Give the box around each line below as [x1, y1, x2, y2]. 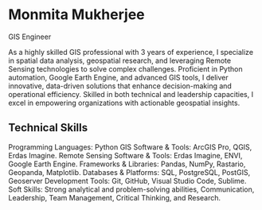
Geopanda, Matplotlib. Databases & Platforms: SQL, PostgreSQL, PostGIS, [8, 167, 251, 177]
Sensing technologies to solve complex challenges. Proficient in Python [8, 64, 243, 73]
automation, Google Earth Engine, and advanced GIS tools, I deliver [8, 72, 229, 82]
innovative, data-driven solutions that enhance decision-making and [8, 81, 233, 91]
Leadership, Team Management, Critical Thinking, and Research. [8, 192, 221, 202]
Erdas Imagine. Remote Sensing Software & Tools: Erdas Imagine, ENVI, [8, 150, 243, 160]
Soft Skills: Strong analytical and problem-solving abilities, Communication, [8, 185, 255, 194]
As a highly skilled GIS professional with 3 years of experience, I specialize [8, 47, 253, 56]
